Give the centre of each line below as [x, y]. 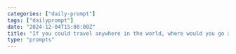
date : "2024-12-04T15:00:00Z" [52, 27]
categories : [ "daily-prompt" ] [52, 14]
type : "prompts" [31, 40]
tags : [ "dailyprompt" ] [40, 20]
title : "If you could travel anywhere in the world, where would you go [116, 33]
